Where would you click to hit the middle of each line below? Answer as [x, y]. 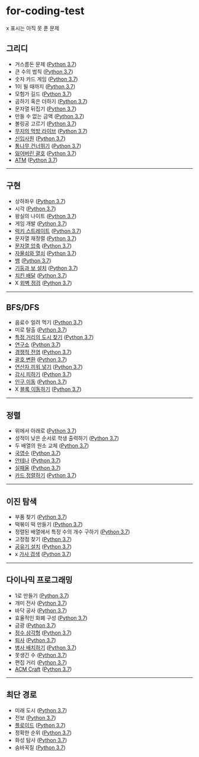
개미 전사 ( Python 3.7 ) [41, 603]
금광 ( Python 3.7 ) [35, 625]
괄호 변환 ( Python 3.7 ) [41, 359]
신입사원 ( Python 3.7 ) [40, 138]
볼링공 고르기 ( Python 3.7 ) [46, 124]
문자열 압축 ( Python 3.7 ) [43, 245]
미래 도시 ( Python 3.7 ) [41, 710]
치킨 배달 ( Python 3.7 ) [41, 275]
